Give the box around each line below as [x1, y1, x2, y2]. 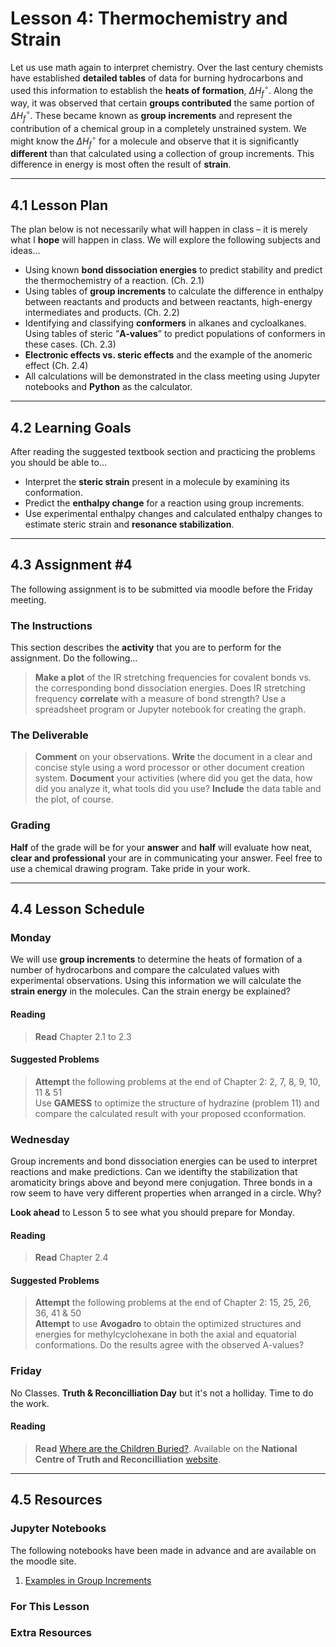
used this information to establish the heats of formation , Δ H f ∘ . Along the [10, 82, 314, 99]
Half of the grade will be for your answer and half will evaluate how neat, [10, 841, 313, 853]
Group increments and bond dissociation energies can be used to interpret [10, 1155, 318, 1167]
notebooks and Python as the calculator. [24, 381, 193, 393]
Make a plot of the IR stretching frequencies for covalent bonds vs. [34, 672, 312, 684]
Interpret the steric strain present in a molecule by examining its [24, 475, 290, 487]
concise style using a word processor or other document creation [34, 762, 305, 774]
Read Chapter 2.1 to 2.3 [34, 1030, 132, 1042]
